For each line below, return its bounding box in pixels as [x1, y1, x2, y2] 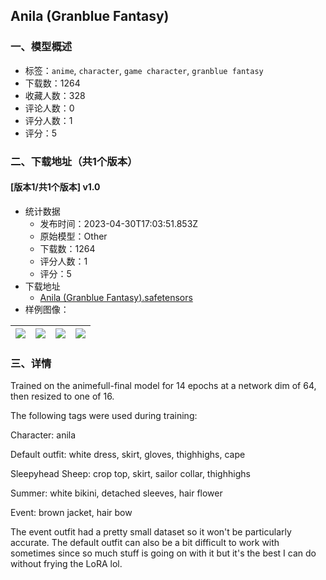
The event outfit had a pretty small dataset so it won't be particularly [10, 526, 292, 538]
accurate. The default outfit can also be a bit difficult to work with [10, 537, 280, 549]
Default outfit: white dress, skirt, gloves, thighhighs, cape [10, 449, 246, 461]
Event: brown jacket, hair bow [10, 507, 133, 519]
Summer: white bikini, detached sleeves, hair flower [10, 487, 223, 499]
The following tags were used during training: [10, 410, 198, 422]
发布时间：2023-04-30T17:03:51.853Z [39, 217, 199, 229]
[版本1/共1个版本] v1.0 [10, 181, 101, 193]
